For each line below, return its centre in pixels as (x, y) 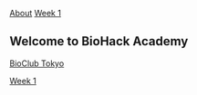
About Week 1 (36, 13)
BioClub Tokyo (37, 63)
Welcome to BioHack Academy (99, 41)
